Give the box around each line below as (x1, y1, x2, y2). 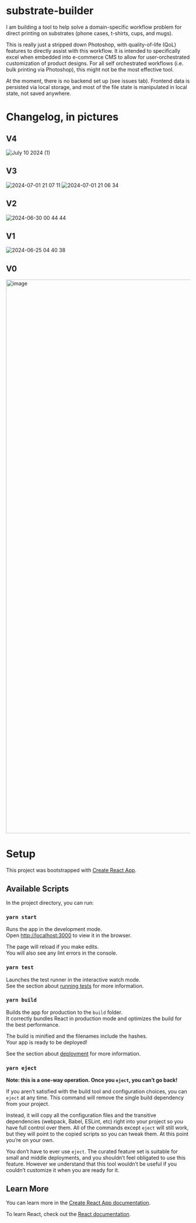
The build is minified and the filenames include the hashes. (6, 1033, 148, 1040)
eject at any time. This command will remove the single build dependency (6, 1094, 184, 1101)
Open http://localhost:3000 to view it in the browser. (6, 932, 132, 939)
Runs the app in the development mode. (6, 926, 102, 933)
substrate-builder (6, 4, 94, 18)
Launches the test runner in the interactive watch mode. (6, 976, 141, 983)
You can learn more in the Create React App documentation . (6, 1199, 151, 1206)
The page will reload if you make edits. (6, 943, 99, 951)
